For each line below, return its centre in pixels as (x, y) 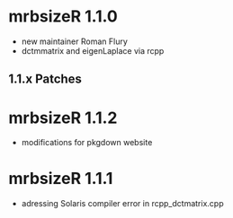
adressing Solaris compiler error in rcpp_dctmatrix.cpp (122, 204)
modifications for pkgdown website (87, 143)
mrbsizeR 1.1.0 (63, 17)
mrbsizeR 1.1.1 (61, 179)
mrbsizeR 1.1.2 (63, 118)
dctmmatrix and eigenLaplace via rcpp (93, 50)
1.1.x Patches (45, 79)
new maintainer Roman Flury (74, 41)
